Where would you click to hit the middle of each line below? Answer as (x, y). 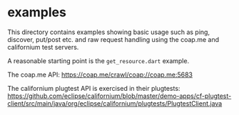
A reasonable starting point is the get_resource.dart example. (98, 60)
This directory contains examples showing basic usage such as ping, (109, 32)
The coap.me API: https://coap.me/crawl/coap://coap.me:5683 (100, 75)
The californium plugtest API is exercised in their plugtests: (94, 88)
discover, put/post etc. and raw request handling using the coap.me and (113, 39)
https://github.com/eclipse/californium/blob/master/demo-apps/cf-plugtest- (119, 96)
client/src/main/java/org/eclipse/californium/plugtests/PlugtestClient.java (115, 103)
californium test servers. (43, 47)
